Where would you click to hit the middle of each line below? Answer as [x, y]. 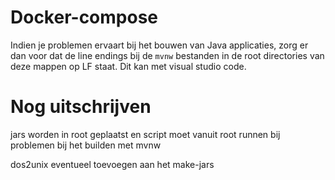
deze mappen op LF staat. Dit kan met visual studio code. [128, 66]
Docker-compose [84, 17]
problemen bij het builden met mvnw [86, 145]
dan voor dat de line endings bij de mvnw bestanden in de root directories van [167, 55]
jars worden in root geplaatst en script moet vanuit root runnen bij [145, 134]
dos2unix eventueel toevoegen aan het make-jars [112, 164]
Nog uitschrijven [81, 107]
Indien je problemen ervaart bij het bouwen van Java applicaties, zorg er [159, 45]
